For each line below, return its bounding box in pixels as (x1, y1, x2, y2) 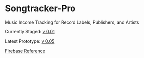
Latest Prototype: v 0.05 (5, 38, 55, 44)
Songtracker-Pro (5, 3, 76, 14)
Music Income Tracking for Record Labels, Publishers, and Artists (5, 19, 139, 25)
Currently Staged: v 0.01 (5, 29, 55, 34)
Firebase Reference (5, 48, 46, 54)
